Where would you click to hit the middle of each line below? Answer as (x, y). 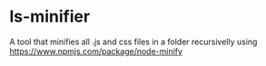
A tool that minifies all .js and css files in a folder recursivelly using (133, 42)
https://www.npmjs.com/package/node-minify (96, 51)
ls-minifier (50, 17)
